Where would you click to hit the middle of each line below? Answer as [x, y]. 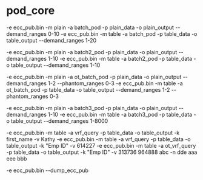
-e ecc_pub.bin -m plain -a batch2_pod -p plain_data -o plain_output [92, 52]
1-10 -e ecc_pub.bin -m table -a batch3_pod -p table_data [120, 114]
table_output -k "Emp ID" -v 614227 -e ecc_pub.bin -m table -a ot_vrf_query [101, 145]
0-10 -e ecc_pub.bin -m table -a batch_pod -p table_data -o [123, 33]
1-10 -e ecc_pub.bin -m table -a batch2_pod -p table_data [120, 58]
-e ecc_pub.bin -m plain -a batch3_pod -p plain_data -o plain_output [92, 108]
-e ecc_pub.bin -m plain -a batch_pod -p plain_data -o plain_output [90, 27]
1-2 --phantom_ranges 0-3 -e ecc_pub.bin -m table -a [115, 83]
